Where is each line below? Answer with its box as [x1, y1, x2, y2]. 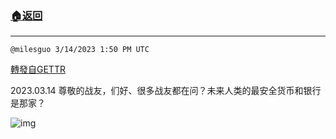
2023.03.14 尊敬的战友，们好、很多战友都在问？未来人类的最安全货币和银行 [10, 85, 322, 97]
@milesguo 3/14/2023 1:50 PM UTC [10, 45, 150, 55]
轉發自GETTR [10, 63, 66, 76]
